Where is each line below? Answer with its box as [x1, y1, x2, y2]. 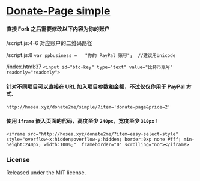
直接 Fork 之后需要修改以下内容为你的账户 [6, 25, 110, 32]
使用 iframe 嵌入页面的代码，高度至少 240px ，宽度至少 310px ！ [6, 117, 160, 125]
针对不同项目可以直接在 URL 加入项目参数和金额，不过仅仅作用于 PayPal [6, 83, 185, 90]
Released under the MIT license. [6, 169, 86, 176]
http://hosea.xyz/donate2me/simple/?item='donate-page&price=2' [6, 104, 171, 110]
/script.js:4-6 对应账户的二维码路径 [6, 40, 93, 47]
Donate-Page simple [6, 4, 111, 18]
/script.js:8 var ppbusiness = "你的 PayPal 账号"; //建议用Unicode [6, 52, 176, 59]
